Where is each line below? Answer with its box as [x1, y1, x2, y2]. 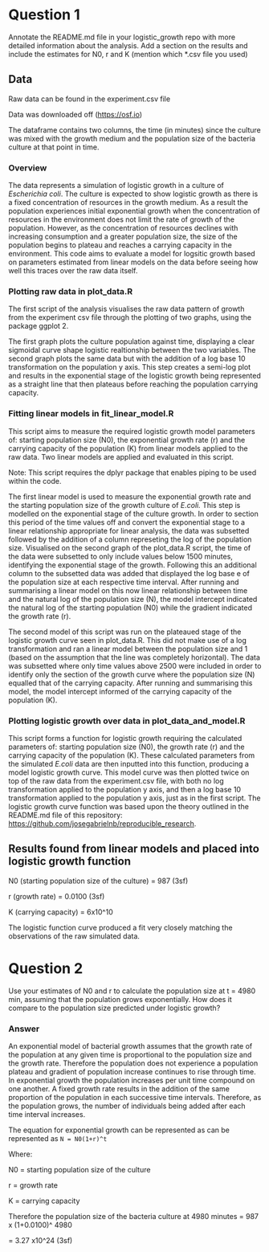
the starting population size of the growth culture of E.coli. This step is [8, 500, 241, 509]
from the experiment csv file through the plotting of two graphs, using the [8, 313, 251, 322]
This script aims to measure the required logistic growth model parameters [8, 426, 255, 436]
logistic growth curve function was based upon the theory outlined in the [8, 801, 249, 811]
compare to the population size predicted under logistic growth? [8, 1003, 221, 1013]
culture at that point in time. [8, 142, 100, 152]
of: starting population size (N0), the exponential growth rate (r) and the [8, 435, 246, 444]
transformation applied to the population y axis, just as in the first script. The [8, 793, 261, 803]
